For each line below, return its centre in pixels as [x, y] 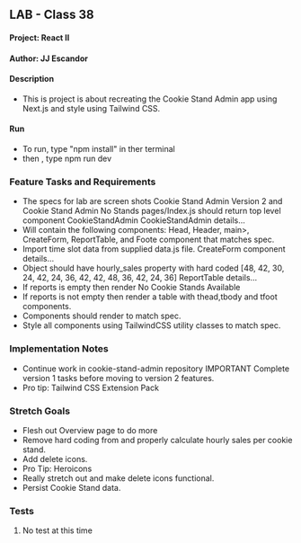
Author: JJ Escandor [49, 58]
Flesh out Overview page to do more [90, 430]
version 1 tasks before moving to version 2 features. [118, 378]
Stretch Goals [40, 411]
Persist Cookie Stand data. [71, 487]
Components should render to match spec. [102, 316]
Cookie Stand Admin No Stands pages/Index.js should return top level [151, 211]
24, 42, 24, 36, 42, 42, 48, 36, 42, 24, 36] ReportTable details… [140, 278]
